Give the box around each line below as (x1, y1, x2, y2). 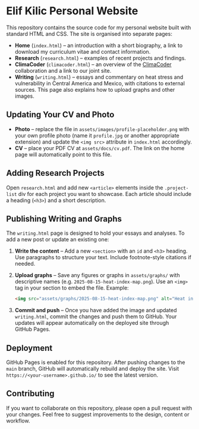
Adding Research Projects (6, 168, 105, 178)
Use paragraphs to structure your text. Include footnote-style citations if (14, 254, 192, 261)
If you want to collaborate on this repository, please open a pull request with (6, 404, 192, 412)
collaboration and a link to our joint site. (14, 67, 112, 74)
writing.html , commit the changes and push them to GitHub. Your (14, 313, 177, 320)
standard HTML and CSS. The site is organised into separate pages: (6, 30, 172, 37)
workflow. (6, 417, 30, 424)
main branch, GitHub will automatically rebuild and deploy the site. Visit (6, 365, 179, 372)
